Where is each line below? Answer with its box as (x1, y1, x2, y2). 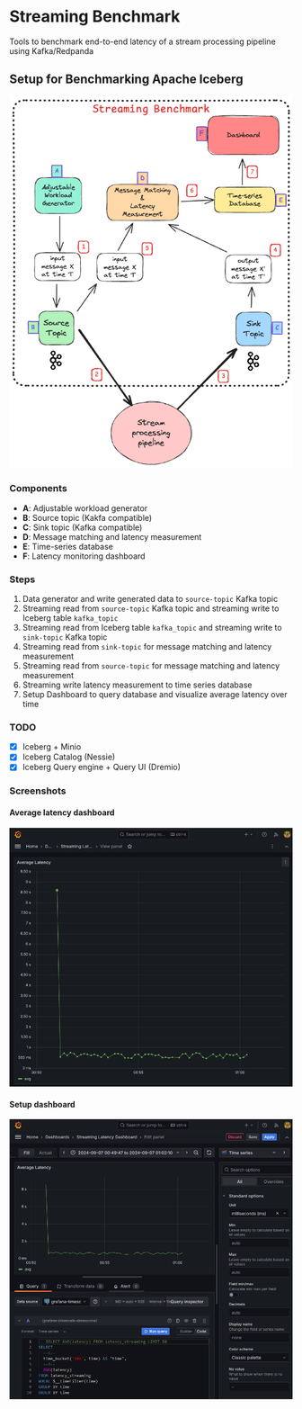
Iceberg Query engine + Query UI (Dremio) (22, 762, 182, 773)
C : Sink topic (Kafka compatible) (22, 522, 143, 533)
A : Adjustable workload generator (22, 502, 148, 514)
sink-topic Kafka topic (22, 632, 108, 642)
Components (9, 482, 67, 495)
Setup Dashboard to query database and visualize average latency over (22, 688, 288, 699)
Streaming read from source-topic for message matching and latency (22, 660, 280, 671)
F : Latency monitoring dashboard (22, 551, 146, 561)
